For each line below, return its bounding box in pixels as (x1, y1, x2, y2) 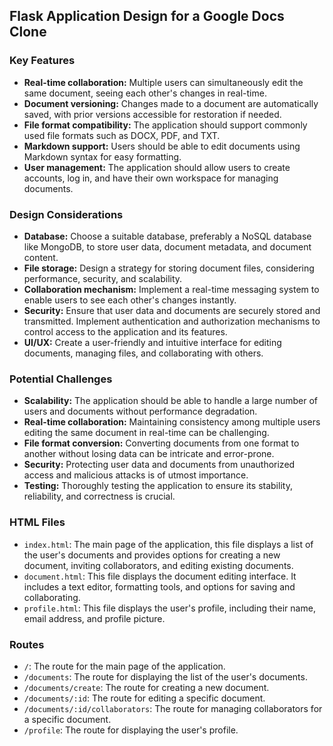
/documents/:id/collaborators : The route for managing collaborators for (23, 702, 323, 714)
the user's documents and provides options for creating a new (23, 549, 281, 561)
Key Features (9, 54, 76, 68)
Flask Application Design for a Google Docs (9, 8, 285, 25)
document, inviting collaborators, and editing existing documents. (23, 559, 294, 571)
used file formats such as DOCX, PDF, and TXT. (23, 129, 221, 141)
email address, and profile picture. (23, 612, 166, 624)
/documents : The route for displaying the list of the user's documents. (23, 670, 308, 683)
